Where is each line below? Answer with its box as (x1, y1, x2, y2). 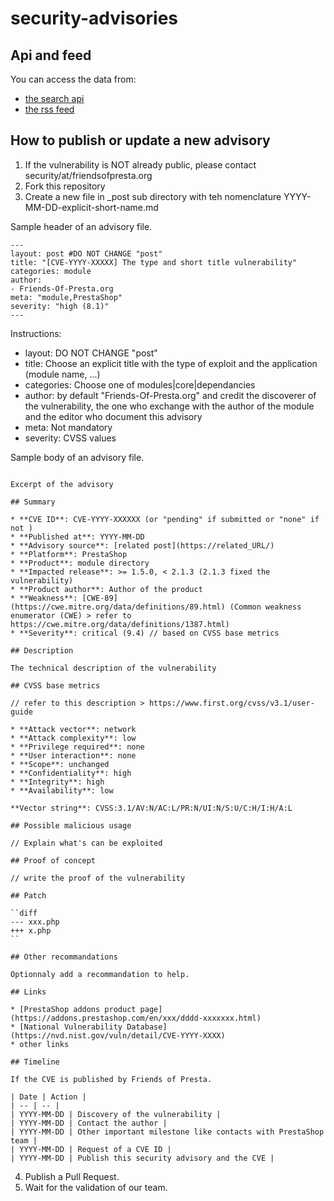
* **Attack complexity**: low (10, 733, 137, 743)
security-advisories (10, 7, 178, 30)
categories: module (10, 266, 92, 276)
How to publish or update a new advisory (10, 132, 271, 149)
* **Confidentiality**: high (10, 768, 132, 778)
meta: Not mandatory (24, 421, 113, 433)
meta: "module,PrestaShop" (10, 292, 123, 302)
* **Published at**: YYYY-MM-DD (10, 532, 145, 542)
